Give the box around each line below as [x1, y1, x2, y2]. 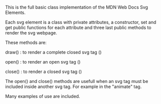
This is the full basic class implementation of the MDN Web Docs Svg [5, 4, 148, 10]
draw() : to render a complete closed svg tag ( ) [5, 49, 102, 55]
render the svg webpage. [5, 30, 58, 35]
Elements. [5, 9, 26, 15]
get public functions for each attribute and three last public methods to [5, 24, 151, 30]
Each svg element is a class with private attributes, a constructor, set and [5, 19, 156, 25]
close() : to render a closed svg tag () [5, 68, 82, 74]
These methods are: [5, 39, 47, 45]
